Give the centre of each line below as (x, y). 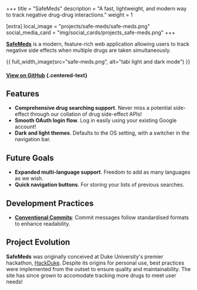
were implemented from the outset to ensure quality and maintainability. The (98, 269)
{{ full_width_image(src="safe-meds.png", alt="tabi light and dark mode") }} (98, 62)
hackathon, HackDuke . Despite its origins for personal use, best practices (95, 263)
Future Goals (30, 158)
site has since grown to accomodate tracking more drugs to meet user (91, 275)
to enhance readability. (42, 224)
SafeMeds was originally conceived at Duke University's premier (85, 256)
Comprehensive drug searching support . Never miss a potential (93, 108)
